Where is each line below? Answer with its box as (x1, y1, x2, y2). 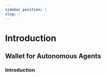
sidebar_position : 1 (5, 7, 47, 12)
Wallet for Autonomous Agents (5, 52, 101, 60)
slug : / (5, 12, 21, 17)
